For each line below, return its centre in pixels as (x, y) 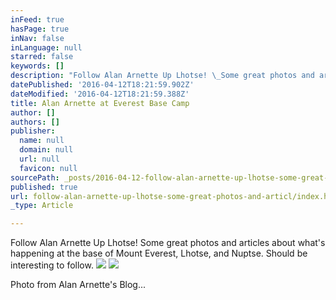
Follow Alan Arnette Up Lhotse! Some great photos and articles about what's (168, 243)
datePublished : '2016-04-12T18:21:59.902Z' (102, 85)
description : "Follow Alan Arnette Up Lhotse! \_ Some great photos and (162, 76)
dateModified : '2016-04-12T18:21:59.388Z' (100, 94)
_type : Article (42, 206)
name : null (42, 141)
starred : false (42, 57)
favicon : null (48, 168)
